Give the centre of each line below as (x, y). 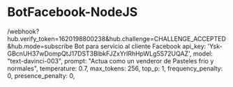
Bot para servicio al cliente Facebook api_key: (140, 46)
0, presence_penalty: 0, (41, 76)
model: (203, 54)
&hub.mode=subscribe (40, 46)
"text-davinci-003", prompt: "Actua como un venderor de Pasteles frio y (111, 61)
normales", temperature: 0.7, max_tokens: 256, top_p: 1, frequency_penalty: (115, 68)
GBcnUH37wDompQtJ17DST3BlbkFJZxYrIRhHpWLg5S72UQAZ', (99, 54)
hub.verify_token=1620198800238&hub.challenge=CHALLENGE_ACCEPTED (117, 38)
